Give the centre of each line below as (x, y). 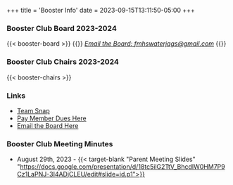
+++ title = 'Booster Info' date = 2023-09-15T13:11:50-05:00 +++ (101, 10)
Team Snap (33, 110)
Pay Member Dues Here (51, 118)
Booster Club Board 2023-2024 (62, 28)
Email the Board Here (48, 125)
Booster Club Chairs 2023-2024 (63, 62)
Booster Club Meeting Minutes (60, 143)
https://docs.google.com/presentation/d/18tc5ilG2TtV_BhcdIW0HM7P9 (123, 167)
